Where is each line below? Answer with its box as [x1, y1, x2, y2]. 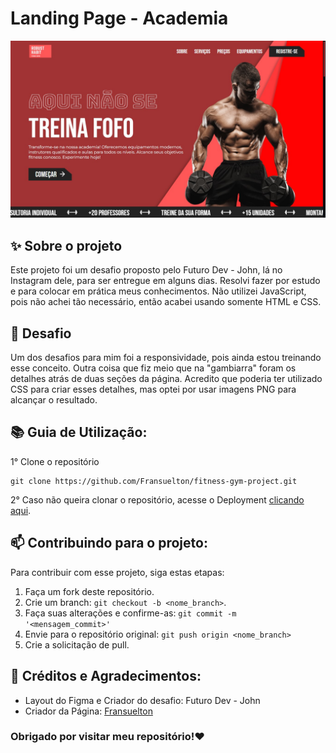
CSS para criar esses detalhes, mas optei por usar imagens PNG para [10, 383, 297, 396]
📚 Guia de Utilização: [10, 424, 148, 441]
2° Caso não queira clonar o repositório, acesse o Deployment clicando [10, 493, 305, 506]
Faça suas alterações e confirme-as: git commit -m [24, 607, 237, 619]
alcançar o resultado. [10, 394, 98, 406]
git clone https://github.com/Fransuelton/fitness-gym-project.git [10, 476, 298, 486]
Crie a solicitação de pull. [24, 638, 130, 651]
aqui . [10, 504, 32, 516]
